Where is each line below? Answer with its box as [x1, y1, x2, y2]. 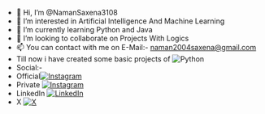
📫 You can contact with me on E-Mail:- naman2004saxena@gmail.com [15, 43, 257, 52]
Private [15, 80, 41, 89]
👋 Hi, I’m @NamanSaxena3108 [15, 8, 118, 17]
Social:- [15, 63, 43, 72]
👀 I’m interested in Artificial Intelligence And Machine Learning [15, 16, 225, 26]
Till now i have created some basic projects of [15, 54, 171, 64]
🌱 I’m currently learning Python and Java [15, 25, 153, 34]
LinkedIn [15, 89, 46, 98]
